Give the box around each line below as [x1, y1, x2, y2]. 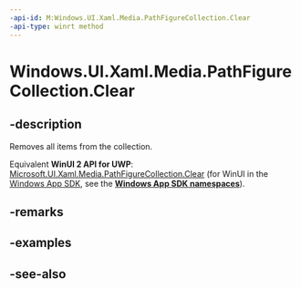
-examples [9, 235, 72, 251]
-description [9, 117, 82, 132]
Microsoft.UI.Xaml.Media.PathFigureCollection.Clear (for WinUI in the [9, 168, 269, 179]
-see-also [9, 266, 67, 282]
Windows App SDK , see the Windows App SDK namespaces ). [9, 178, 245, 189]
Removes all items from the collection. [9, 140, 153, 151]
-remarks [9, 204, 64, 220]
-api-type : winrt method [9, 22, 104, 31]
